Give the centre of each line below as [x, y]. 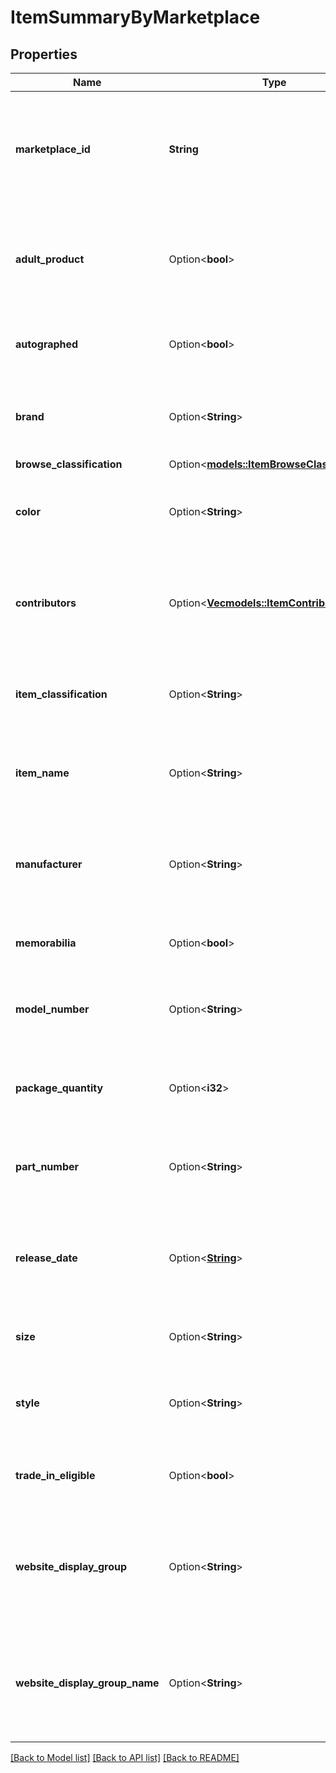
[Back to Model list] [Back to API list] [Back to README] [125, 1757]
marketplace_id [53, 149]
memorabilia [46, 943]
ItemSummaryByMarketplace [135, 17]
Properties [44, 54]
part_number [47, 1166]
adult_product [50, 259]
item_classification [61, 694]
